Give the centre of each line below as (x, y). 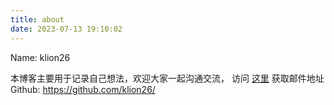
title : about (37, 19)
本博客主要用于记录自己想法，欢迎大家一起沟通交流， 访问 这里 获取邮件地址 (167, 78)
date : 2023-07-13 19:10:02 (66, 29)
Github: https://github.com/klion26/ (83, 89)
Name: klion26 (40, 57)
